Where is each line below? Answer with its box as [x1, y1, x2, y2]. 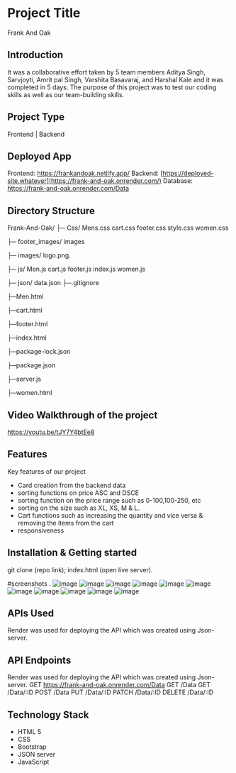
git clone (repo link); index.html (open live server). [7, 565, 154, 574]
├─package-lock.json [7, 347, 71, 356]
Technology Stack [7, 708, 89, 721]
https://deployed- [162, 169, 214, 178]
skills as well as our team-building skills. [7, 90, 125, 99]
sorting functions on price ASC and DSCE [17, 488, 140, 497]
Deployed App [7, 150, 72, 162]
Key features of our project [7, 467, 86, 476]
